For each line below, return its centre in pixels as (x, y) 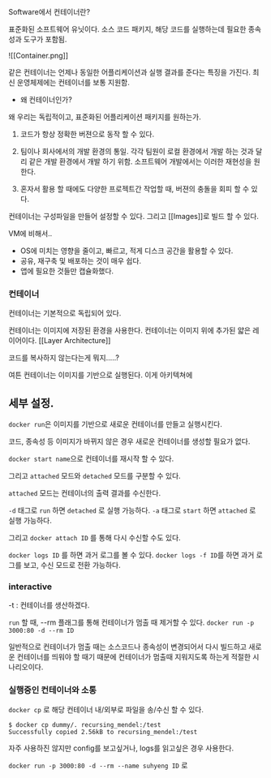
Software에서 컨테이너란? (49, 12)
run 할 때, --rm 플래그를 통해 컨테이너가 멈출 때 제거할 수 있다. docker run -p (131, 622)
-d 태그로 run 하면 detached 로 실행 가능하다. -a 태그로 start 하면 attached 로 (132, 510)
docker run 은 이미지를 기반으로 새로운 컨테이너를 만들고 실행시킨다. (116, 424)
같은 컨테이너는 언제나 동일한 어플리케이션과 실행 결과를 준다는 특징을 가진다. (130, 72)
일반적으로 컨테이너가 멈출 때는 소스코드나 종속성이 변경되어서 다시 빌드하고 (128, 647)
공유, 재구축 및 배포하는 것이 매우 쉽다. (81, 261)
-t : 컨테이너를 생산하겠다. (49, 605)
